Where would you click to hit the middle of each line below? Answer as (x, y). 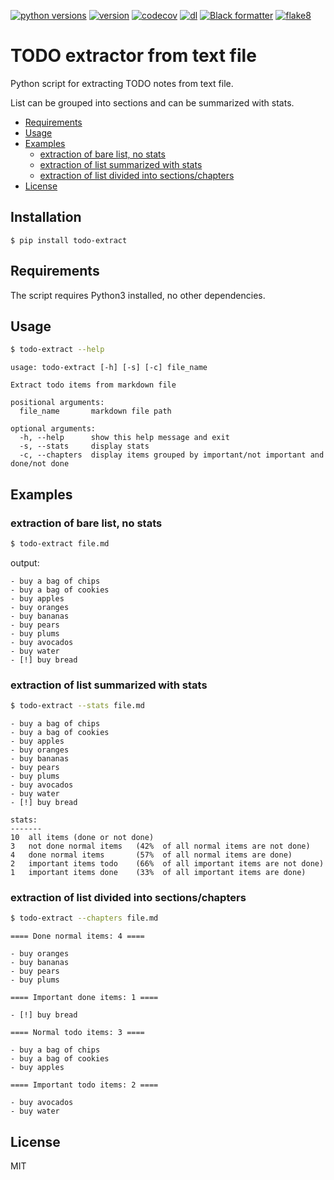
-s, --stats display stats (84, 446)
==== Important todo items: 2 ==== (84, 1085)
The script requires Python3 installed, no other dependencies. (138, 295)
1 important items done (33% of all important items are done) (158, 872)
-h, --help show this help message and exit (124, 438)
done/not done (40, 464)
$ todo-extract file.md (60, 543)
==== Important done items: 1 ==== (84, 998)
